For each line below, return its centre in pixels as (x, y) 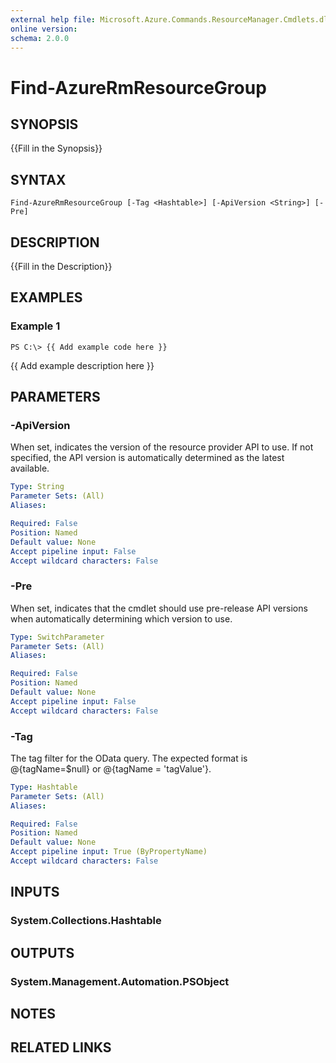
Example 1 (35, 326)
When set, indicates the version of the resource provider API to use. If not (162, 447)
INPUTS (35, 892)
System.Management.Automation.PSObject (120, 981)
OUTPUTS (42, 952)
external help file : (53, 19)
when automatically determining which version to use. (121, 618)
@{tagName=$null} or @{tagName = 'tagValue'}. (111, 768)
